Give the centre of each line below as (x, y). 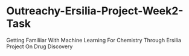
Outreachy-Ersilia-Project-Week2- (95, 11)
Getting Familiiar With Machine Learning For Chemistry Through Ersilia (94, 40)
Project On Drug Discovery (40, 46)
